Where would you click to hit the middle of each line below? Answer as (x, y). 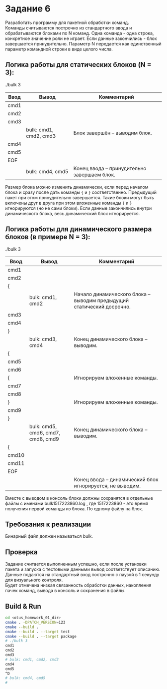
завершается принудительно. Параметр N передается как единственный (83, 43)
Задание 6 (28, 9)
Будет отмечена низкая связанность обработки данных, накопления (78, 585)
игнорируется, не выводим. (107, 486)
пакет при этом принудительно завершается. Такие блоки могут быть (80, 197)
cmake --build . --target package (41, 636)
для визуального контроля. (34, 580)
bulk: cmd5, (43, 426)
